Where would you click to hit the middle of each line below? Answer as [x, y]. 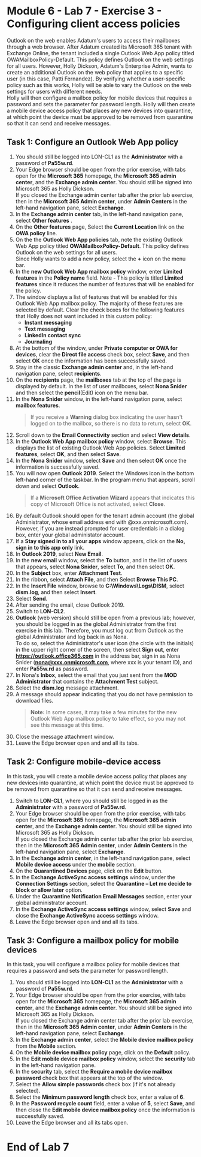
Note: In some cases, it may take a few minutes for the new [103, 712]
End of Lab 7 [38, 1147]
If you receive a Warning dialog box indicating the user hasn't [106, 417]
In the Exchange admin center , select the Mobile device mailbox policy [104, 1040]
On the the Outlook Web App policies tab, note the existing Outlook [99, 239]
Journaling [38, 341]
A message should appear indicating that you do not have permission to [104, 694]
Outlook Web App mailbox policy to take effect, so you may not [108, 718]
